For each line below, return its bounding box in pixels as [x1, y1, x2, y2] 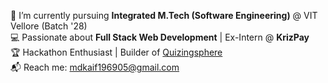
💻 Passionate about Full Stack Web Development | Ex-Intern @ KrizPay [10, 31, 310, 43]
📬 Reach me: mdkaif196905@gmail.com [10, 61, 180, 73]
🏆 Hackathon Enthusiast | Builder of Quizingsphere [10, 46, 223, 58]
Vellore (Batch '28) [10, 20, 88, 32]
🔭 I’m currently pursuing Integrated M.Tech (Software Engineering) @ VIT [10, 10, 318, 21]
